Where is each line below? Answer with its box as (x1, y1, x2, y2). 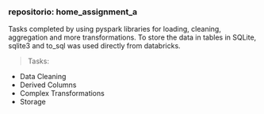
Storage (19, 97, 46, 107)
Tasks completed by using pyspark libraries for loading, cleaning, (8, 25, 222, 34)
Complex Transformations (19, 89, 105, 98)
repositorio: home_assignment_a (8, 6, 137, 17)
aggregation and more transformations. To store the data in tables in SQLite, (8, 32, 257, 42)
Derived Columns (19, 80, 77, 89)
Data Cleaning (19, 72, 67, 82)
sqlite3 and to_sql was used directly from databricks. (8, 41, 181, 51)
